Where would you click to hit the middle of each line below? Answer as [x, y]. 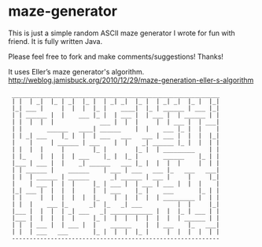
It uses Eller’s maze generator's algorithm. [76, 71]
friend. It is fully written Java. [55, 41]
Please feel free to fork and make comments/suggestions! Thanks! [116, 56]
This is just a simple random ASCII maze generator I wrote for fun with [122, 33]
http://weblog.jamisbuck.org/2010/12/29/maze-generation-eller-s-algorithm [131, 80]
